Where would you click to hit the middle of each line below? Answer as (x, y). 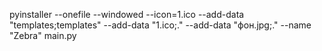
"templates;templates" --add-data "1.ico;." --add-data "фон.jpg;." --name (160, 25)
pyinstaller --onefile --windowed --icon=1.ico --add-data (127, 14)
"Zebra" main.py (43, 35)
